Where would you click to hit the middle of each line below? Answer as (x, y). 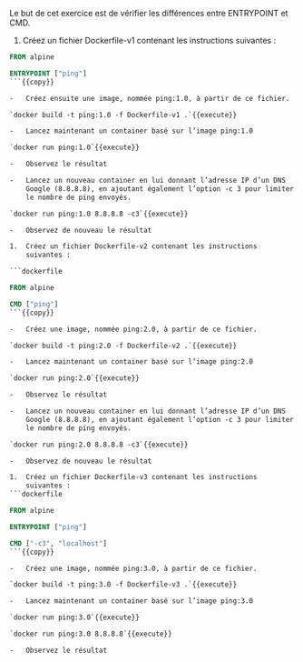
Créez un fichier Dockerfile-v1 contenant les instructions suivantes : (149, 40)
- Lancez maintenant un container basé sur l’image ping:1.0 (132, 131)
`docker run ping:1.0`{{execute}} (75, 148)
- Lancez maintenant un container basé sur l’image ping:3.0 (132, 601)
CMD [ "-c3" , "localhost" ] (58, 543)
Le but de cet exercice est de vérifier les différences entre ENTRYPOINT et (149, 13)
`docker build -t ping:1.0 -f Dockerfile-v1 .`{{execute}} (123, 115)
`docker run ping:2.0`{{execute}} (75, 378)
